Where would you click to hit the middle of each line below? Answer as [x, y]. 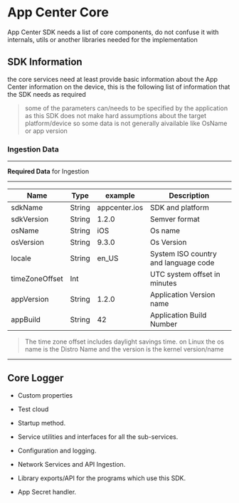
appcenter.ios [120, 208]
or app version [46, 131]
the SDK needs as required [47, 94]
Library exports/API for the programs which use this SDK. [102, 478]
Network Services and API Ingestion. [71, 464]
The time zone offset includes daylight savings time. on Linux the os [124, 341]
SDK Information [45, 62]
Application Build [178, 315]
